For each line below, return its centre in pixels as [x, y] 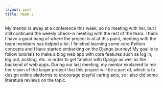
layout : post [18, 10]
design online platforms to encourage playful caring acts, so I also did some [81, 75]
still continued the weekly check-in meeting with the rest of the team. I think [81, 33]
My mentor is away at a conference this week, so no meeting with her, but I [81, 28]
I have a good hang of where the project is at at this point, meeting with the [81, 38]
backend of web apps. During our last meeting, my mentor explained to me [81, 65]
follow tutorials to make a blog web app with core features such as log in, [79, 54]
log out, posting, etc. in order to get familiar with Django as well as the [76, 59]
